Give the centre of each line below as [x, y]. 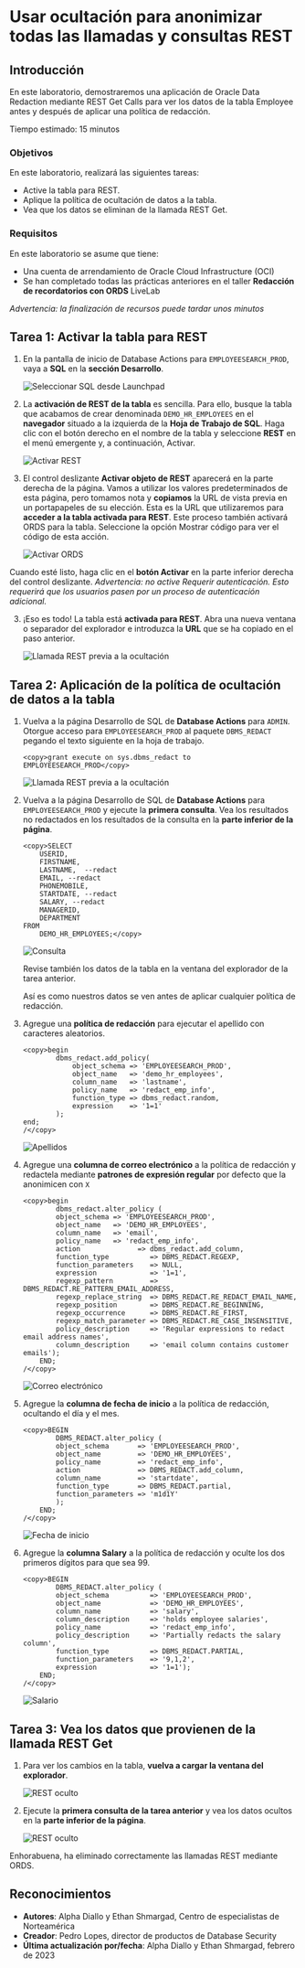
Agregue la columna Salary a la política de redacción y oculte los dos [154, 1553]
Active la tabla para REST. [71, 190]
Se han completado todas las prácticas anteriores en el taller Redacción [158, 281]
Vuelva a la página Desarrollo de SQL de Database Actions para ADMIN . [156, 722]
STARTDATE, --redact [79, 894]
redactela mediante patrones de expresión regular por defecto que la [154, 1175]
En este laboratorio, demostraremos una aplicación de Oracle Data [135, 92]
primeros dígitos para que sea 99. [86, 1563]
